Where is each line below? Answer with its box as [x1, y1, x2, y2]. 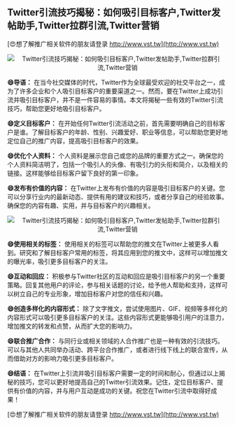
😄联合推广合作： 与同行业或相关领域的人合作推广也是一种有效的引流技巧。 [7, 336, 224, 345]
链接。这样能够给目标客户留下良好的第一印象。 [7, 168, 142, 177]
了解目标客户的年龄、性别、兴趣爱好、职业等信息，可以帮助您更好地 [31, 128, 228, 136]
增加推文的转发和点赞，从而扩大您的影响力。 [7, 322, 136, 330]
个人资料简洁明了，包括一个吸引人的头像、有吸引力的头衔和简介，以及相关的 [7, 160, 228, 168]
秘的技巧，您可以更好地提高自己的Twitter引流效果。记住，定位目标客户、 [7, 377, 218, 386]
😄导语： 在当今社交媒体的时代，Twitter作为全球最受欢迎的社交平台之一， [7, 78, 220, 86]
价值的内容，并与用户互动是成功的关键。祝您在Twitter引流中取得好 [19, 387, 211, 395]
